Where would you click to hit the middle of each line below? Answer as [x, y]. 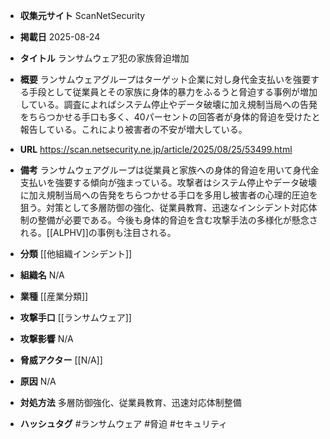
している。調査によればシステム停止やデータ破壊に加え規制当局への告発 [168, 104]
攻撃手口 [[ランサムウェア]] [75, 317]
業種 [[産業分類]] [54, 296]
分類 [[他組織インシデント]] [76, 253]
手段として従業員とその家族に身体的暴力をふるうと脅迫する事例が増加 [173, 92]
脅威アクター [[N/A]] [61, 360]
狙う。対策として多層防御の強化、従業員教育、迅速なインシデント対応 [164, 207]
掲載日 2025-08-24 [60, 37]
